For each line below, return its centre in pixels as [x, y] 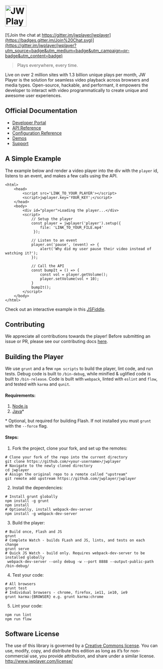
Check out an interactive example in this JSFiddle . [55, 309]
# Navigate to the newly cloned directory [49, 466]
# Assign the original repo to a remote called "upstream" [66, 474]
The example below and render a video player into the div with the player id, [82, 171]
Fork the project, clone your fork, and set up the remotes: [70, 448]
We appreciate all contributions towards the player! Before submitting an [78, 336]
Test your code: [28, 575]
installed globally [25, 557]
